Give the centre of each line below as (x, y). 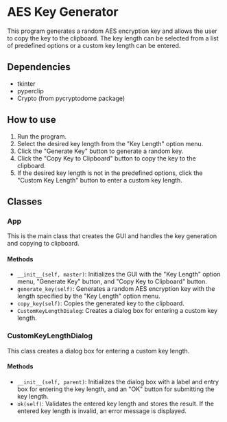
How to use (32, 120)
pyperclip (31, 91)
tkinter (26, 84)
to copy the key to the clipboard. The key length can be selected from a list (113, 38)
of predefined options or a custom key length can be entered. (94, 45)
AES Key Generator (63, 12)
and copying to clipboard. (44, 244)
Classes (25, 201)
